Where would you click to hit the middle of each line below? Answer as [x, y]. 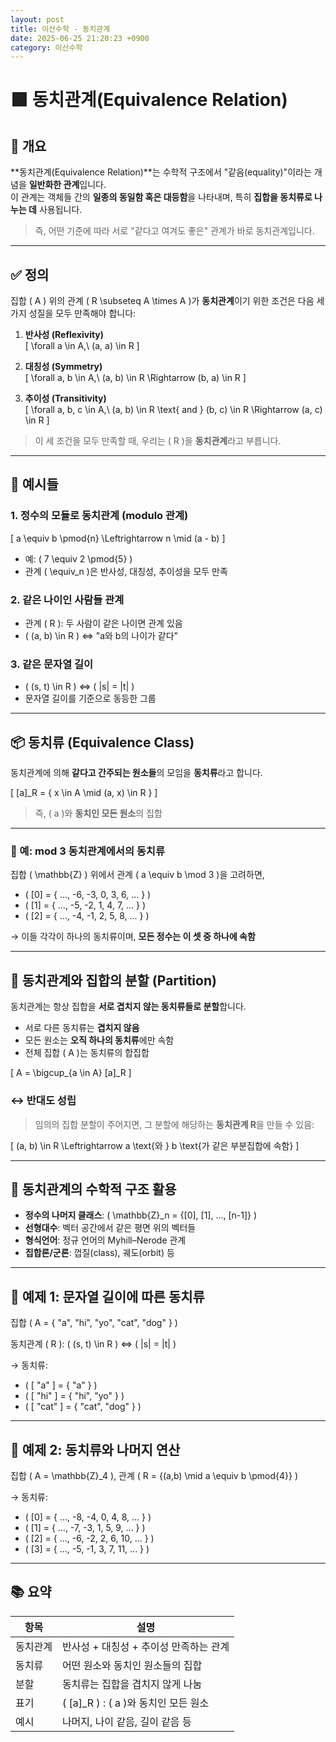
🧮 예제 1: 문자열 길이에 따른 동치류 [107, 1296]
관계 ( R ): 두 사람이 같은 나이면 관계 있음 [103, 623]
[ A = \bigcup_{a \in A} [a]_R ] [71, 1073]
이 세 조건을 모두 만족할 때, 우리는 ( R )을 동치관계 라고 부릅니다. [158, 441]
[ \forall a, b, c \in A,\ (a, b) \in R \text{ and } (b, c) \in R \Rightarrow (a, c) [173, 410]
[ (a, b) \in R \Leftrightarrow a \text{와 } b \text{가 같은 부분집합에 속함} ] [155, 1145]
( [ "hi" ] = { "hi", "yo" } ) [74, 1396]
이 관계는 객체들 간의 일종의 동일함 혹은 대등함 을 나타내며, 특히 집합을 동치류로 [161, 197]
